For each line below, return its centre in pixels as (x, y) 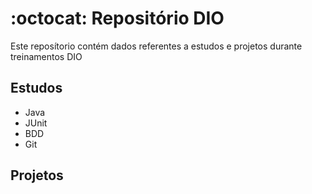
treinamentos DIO (46, 56)
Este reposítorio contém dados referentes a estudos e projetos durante (156, 46)
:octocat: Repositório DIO (117, 18)
